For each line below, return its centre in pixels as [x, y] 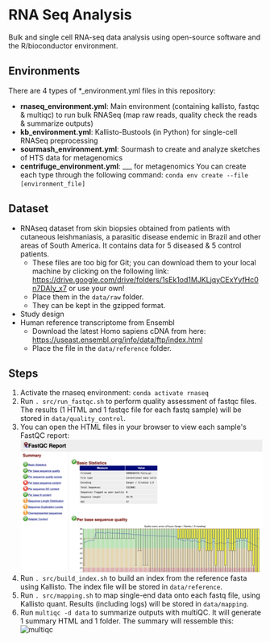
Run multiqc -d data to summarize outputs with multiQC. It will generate [141, 612]
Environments [44, 71]
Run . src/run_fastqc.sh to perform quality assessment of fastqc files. [138, 402]
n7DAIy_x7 [49, 288]
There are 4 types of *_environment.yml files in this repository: [112, 90]
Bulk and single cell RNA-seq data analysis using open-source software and [134, 37]
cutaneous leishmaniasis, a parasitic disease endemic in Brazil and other [141, 236]
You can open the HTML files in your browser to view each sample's [133, 427]
